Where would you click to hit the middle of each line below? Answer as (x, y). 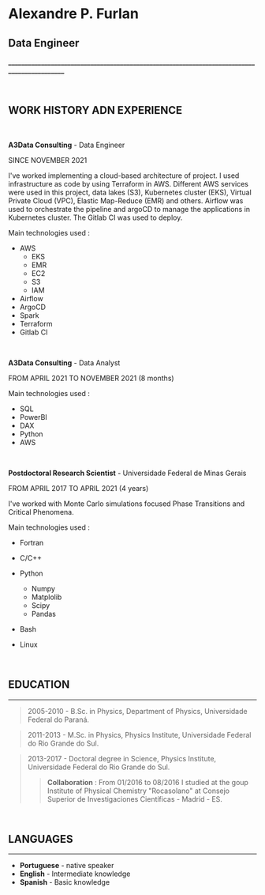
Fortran (32, 542)
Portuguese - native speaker (67, 866)
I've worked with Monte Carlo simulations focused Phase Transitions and (127, 504)
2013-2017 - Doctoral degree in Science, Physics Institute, (122, 758)
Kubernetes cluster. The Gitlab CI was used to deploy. (95, 217)
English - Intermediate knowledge (75, 874)
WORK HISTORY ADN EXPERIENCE (95, 110)
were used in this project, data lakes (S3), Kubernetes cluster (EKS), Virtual (130, 192)
